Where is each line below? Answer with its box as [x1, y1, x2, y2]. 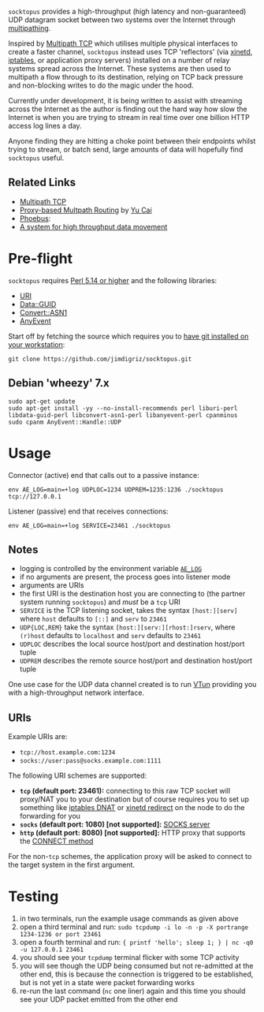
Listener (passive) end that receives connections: [8, 506, 169, 516]
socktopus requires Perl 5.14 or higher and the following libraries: [8, 275, 218, 285]
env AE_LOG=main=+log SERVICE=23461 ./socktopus [8, 521, 171, 529]
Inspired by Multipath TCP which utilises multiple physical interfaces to [8, 39, 238, 48]
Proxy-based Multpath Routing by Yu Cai [19, 205, 152, 215]
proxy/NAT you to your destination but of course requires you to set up [19, 794, 250, 804]
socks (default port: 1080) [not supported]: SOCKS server [19, 820, 210, 829]
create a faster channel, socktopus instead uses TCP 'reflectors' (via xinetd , [8, 47, 253, 56]
